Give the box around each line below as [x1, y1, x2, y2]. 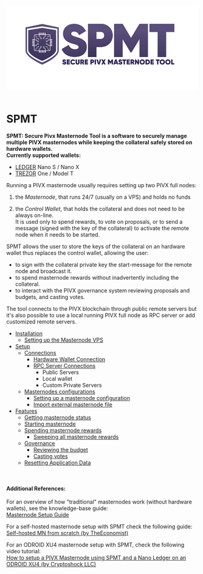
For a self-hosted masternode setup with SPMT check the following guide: [6, 523, 193, 530]
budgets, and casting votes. [15, 294, 85, 301]
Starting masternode [24, 420, 76, 427]
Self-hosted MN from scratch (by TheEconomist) [6, 530, 129, 537]
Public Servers [42, 368, 79, 376]
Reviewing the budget [33, 446, 88, 454]
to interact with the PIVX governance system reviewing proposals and [15, 287, 190, 294]
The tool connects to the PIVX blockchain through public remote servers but [6, 305, 197, 313]
